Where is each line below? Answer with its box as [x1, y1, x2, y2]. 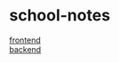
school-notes [9, 5, 111, 26]
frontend [9, 35, 42, 45]
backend [9, 43, 42, 54]
